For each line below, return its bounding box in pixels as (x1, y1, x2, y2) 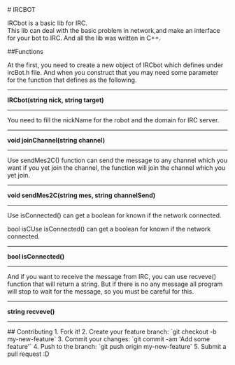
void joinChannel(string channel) (7, 136, 106, 144)
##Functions (7, 48, 44, 55)
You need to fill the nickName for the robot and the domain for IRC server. (7, 116, 220, 124)
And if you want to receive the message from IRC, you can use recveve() (7, 273, 217, 280)
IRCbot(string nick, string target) (7, 96, 104, 104)
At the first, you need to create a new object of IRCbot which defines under (7, 61, 224, 69)
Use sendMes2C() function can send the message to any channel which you (7, 156, 228, 164)
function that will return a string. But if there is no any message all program (7, 280, 223, 288)
